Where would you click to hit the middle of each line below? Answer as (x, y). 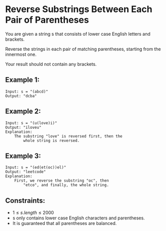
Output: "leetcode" (26, 172)
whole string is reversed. (52, 140)
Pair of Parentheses (47, 20)
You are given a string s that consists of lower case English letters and (78, 34)
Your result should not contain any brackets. (51, 64)
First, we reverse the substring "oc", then (62, 181)
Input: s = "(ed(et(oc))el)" (36, 168)
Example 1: (22, 80)
